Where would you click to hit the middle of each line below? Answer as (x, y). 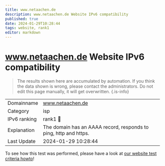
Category (18, 111)
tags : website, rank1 (27, 28)
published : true (22, 19)
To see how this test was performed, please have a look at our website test (81, 153)
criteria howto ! (20, 159)
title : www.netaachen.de (30, 10)
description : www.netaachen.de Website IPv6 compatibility (67, 14)
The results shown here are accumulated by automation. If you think (86, 81)
